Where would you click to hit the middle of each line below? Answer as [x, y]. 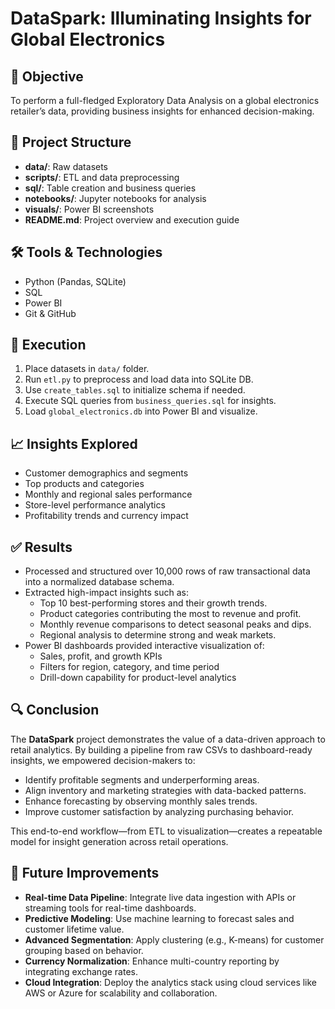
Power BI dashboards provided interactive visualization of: [144, 646]
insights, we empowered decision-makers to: [103, 760]
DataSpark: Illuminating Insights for [161, 18]
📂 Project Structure [71, 142]
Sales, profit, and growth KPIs [101, 656]
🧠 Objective [47, 76]
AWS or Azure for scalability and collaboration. [121, 993]
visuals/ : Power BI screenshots [89, 209]
